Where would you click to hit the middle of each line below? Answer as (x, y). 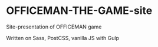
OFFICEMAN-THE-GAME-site (79, 11)
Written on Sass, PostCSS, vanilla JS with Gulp (63, 38)
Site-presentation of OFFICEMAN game (54, 27)
